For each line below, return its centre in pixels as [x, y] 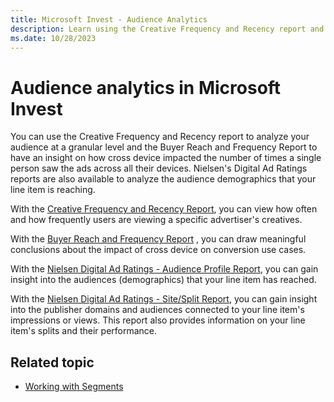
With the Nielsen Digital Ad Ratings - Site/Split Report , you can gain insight [164, 299]
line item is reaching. [53, 190]
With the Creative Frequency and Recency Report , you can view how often [164, 209]
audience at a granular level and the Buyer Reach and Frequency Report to [164, 147]
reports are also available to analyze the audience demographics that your [163, 179]
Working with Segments [74, 387]
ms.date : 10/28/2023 [53, 38]
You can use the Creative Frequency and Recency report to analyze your [160, 137]
